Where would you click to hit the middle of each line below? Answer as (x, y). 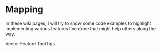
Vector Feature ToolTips (30, 43)
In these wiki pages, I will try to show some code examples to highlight (78, 23)
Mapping (24, 9)
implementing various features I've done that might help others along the (81, 28)
